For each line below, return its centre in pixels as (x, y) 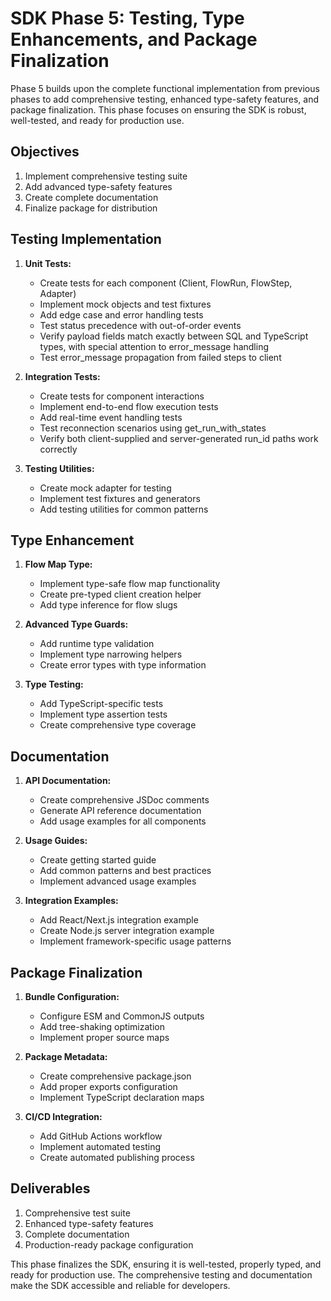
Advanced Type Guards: (76, 624)
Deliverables (50, 1188)
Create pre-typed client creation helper (120, 594)
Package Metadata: (66, 1056)
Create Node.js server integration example (127, 931)
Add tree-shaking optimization (102, 1026)
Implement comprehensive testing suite (106, 176)
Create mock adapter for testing (105, 488)
